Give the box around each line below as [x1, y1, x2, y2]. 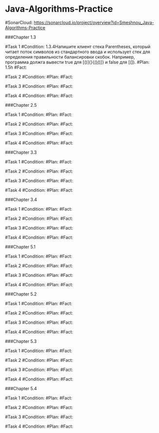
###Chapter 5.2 [5, 291, 37, 297]
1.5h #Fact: [5, 64, 27, 70]
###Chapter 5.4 [5, 385, 37, 391]
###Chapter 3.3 [5, 149, 37, 155]
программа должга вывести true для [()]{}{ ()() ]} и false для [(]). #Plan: [5, 59, 150, 65]
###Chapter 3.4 [5, 197, 37, 202]
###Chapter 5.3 [5, 338, 37, 344]
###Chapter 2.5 [5, 102, 37, 108]
